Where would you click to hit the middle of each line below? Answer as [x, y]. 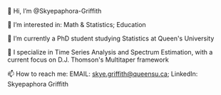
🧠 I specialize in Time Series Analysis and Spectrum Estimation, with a [110, 52]
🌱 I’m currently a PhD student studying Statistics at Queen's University [111, 38]
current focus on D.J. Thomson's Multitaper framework [88, 60]
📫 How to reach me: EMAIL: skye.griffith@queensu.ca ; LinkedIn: [103, 74]
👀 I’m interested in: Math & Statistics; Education [77, 24]
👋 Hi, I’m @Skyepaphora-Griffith [55, 11]
